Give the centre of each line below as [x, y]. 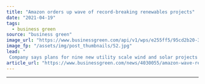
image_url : [20, 40]
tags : [13, 23]
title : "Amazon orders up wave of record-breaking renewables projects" [101, 12]
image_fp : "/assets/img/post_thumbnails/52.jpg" [69, 46]
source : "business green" [39, 35]
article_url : [23, 63]
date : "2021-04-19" [31, 18]
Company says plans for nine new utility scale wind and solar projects [103, 57]
